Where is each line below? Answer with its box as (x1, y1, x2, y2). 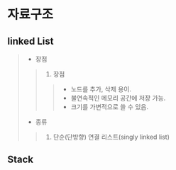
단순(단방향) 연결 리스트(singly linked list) (53, 132, 170, 141)
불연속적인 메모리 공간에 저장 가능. (70, 93, 166, 102)
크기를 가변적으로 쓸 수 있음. (70, 103, 149, 110)
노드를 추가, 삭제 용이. (70, 85, 131, 93)
